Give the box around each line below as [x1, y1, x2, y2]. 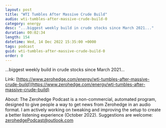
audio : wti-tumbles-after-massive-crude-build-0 [5, 16, 108, 21]
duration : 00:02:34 [5, 30, 46, 35]
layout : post [5, 7, 32, 12]
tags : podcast [5, 44, 35, 49]
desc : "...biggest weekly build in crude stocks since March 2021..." [5, 26, 154, 31]
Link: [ [5, 76, 18, 82]
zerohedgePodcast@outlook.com [5, 117, 74, 124]
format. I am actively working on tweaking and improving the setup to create [5, 107, 161, 113]
